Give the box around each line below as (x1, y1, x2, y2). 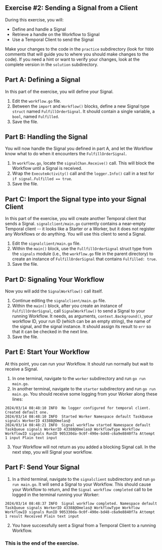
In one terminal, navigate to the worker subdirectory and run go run (12, 375, 146, 381)
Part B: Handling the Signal (5, 133, 88, 141)
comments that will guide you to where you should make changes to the (5, 51, 149, 57)
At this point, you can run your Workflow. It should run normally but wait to (5, 361, 154, 367)
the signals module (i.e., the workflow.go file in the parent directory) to (12, 251, 154, 257)
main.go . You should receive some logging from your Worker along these (12, 391, 158, 397)
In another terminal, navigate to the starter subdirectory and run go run (12, 385, 156, 391)
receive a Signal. (5, 366, 38, 372)
